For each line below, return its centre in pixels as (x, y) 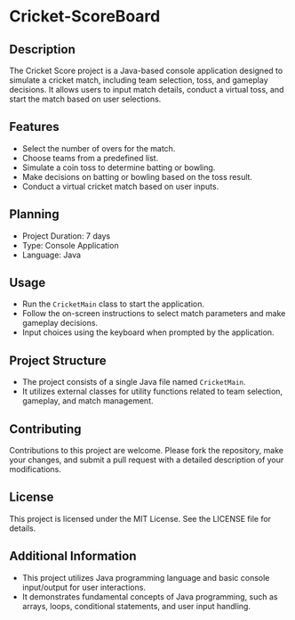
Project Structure (58, 360)
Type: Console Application (70, 245)
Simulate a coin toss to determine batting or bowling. (119, 167)
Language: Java (52, 255)
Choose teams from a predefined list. (90, 158)
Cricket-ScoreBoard (85, 16)
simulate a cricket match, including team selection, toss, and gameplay (139, 80)
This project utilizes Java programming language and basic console (146, 577)
